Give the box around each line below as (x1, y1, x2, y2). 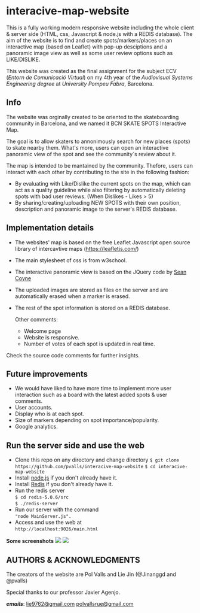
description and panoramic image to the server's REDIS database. (14, 205, 177, 213)
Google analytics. (14, 423, 59, 430)
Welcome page (23, 327, 61, 335)
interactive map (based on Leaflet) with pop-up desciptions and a (6, 43, 168, 50)
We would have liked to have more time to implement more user (14, 385, 172, 392)
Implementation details (6, 223, 94, 233)
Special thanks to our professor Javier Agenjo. (6, 588, 121, 596)
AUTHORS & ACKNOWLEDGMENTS (6, 555, 140, 565)
